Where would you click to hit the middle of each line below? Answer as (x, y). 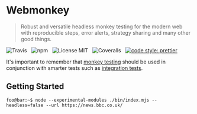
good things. (36, 39)
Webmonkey (38, 10)
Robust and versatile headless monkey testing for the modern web (101, 26)
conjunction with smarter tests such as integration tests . (75, 68)
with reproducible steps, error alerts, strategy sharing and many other (106, 32)
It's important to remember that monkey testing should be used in (86, 62)
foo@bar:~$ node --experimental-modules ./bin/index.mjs (78, 100)
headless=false (25, 105)
